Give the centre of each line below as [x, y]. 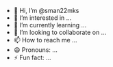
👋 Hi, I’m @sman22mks [46, 11]
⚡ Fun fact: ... [32, 57]
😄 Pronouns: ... [36, 50]
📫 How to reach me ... [45, 40]
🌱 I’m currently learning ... [50, 25]
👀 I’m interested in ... [42, 18]
